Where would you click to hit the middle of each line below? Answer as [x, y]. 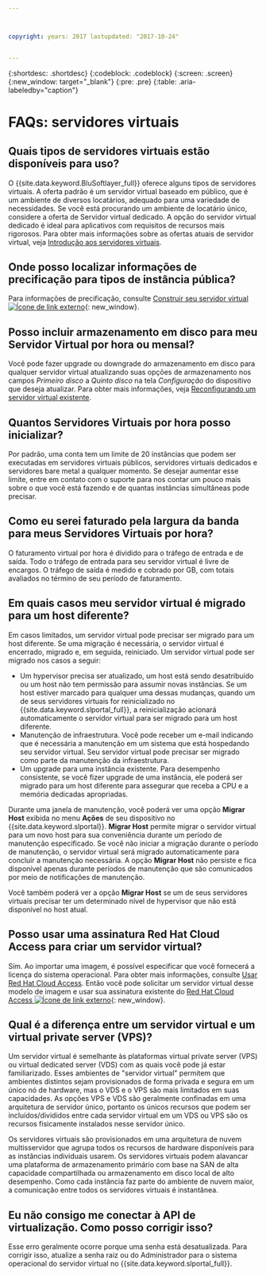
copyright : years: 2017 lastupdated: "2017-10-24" [94, 37]
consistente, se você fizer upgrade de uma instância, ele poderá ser [131, 777]
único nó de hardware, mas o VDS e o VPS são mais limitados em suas [124, 1090]
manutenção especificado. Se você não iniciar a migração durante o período [133, 843]
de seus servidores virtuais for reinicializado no [97, 701]
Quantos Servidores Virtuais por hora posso [120, 422]
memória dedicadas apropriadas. [74, 794]
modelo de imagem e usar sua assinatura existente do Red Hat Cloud [121, 991]
